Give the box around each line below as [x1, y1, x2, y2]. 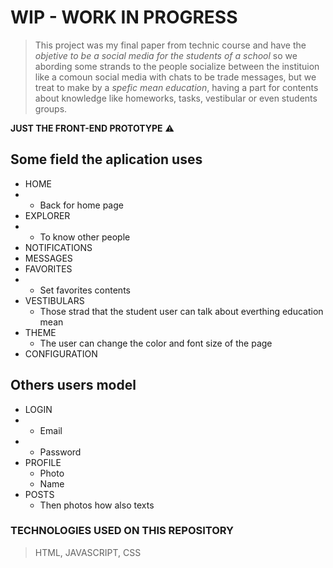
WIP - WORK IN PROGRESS [10, 6, 238, 29]
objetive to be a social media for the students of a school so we [34, 49, 298, 61]
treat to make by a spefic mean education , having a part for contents [34, 81, 319, 93]
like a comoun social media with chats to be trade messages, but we [34, 71, 317, 83]
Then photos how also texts [39, 499, 155, 511]
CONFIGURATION [24, 347, 98, 360]
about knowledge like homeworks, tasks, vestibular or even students [34, 92, 318, 104]
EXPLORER [24, 209, 71, 221]
